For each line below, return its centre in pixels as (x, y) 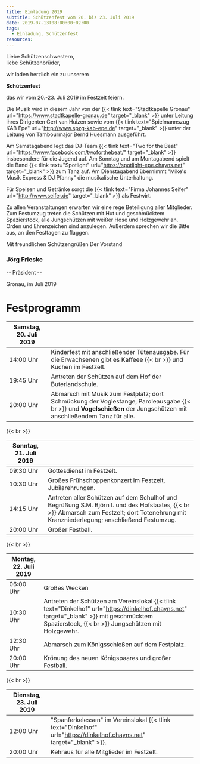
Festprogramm (43, 308)
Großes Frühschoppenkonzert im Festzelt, (106, 480)
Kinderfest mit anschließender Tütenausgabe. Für (120, 352)
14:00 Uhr (24, 360)
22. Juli (24, 566)
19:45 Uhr (24, 381)
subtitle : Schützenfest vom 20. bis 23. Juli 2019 (70, 17)
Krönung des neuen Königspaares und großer (107, 658)
